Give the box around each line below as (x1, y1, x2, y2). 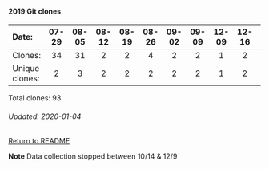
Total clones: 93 (8, 93, 62, 103)
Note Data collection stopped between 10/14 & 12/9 (8, 151, 178, 161)
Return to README (8, 136, 70, 146)
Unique (12, 63, 40, 74)
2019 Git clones (8, 6, 62, 16)
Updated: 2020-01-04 (8, 112, 82, 121)
